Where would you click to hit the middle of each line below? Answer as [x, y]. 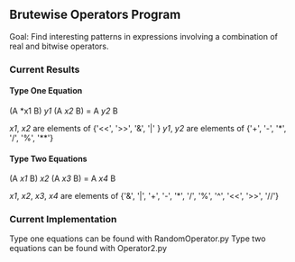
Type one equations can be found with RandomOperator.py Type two [138, 239]
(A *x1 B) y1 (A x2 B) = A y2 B [64, 111]
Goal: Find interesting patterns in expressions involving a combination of [143, 36]
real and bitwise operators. [60, 46]
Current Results [45, 69]
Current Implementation [63, 220]
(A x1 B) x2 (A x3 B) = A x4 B [63, 178]
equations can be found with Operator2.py [88, 248]
